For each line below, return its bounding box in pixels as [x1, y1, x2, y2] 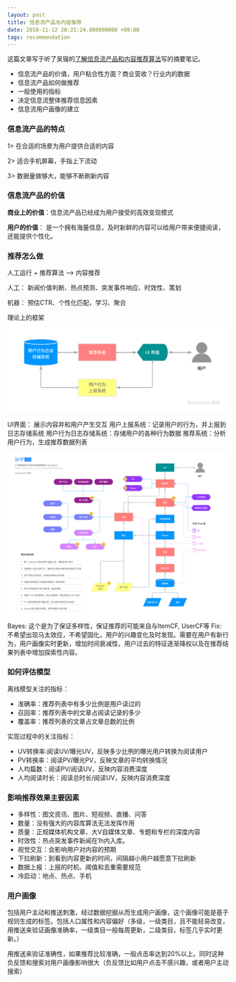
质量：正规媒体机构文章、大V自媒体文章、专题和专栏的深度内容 [17, 828, 201, 836]
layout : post [7, 11, 46, 18]
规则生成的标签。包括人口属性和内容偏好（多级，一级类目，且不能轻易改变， [7, 917, 229, 926]
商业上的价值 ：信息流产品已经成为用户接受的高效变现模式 [7, 208, 173, 216]
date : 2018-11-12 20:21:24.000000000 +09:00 [7, 26, 140, 33]
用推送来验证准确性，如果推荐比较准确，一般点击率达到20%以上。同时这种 [7, 950, 225, 958]
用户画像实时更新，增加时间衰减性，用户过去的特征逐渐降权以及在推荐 [19, 639, 223, 648]
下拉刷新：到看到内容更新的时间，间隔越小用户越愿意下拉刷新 [17, 854, 197, 862]
